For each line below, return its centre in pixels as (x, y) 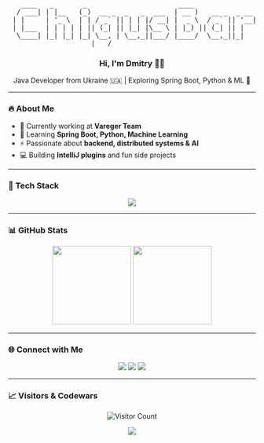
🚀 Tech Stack (34, 185)
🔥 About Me (31, 108)
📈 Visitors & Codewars (53, 396)
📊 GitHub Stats (38, 230)
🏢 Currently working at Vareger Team (80, 126)
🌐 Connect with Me (46, 350)
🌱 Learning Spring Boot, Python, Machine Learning (104, 134)
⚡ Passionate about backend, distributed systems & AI (109, 143)
